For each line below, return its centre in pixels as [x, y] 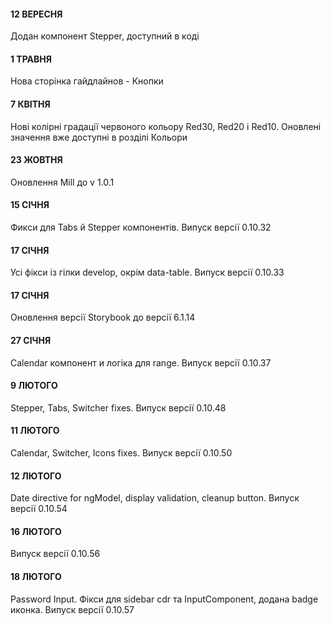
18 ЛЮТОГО [36, 577]
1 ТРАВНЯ [31, 59]
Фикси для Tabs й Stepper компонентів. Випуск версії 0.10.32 [141, 227]
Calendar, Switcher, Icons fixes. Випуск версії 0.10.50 [121, 453]
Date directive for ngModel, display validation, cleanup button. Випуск [155, 498]
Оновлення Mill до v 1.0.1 [62, 182]
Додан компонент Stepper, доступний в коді [105, 36]
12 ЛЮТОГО [36, 476]
